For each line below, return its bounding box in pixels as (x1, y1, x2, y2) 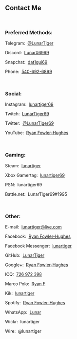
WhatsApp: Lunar (5, 309, 41, 315)
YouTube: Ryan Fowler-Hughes (5, 130, 69, 136)
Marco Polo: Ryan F (5, 281, 45, 287)
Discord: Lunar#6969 (5, 50, 49, 56)
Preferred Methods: (5, 29, 53, 36)
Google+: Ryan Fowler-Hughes (5, 262, 68, 268)
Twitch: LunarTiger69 (5, 111, 50, 117)
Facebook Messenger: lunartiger (5, 243, 72, 249)
